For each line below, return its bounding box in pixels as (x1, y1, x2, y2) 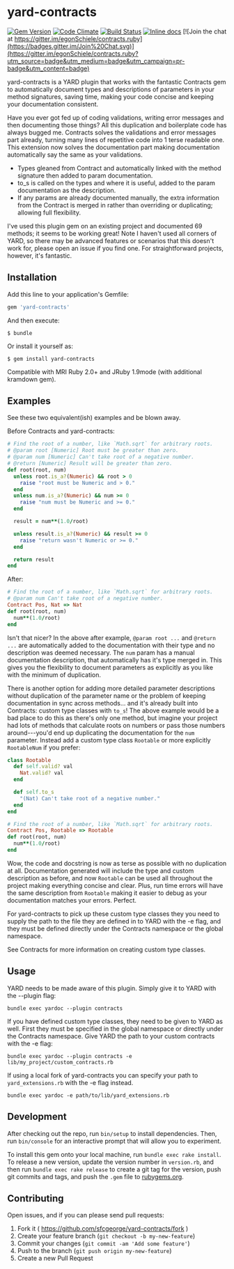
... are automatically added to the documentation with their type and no (7, 641, 215, 649)
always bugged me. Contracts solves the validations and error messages (7, 128, 217, 137)
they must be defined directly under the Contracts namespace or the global (7, 924, 224, 933)
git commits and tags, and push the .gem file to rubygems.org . (7, 1172, 185, 1181)
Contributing (7, 1192, 64, 1204)
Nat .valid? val (19, 770, 64, 777)
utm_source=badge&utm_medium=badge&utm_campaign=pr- (7, 56, 185, 65)
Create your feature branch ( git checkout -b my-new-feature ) (17, 1232, 196, 1240)
